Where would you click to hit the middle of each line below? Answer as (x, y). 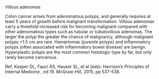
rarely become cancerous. (31, 57)
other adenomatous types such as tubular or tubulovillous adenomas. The (79, 32)
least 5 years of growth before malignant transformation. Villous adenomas (80, 21)
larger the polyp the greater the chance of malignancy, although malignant (79, 37)
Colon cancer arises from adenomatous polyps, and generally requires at (78, 16)
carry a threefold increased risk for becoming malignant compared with (76, 26)
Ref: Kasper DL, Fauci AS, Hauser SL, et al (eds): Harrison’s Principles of (77, 66)
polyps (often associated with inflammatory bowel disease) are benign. (76, 47)
